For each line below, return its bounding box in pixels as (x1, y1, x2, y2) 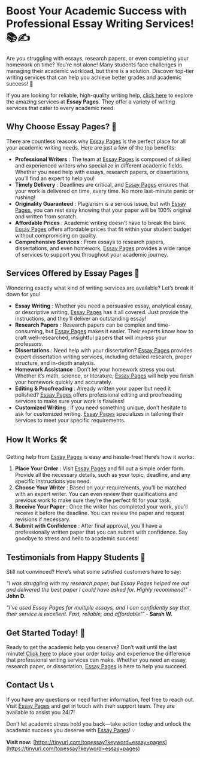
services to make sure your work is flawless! (14, 397, 125, 404)
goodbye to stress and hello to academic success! (14, 535, 140, 542)
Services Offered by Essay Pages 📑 (6, 268, 140, 279)
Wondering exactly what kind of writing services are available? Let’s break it (6, 284, 193, 291)
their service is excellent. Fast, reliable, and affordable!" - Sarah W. (6, 610, 172, 617)
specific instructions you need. (14, 477, 92, 485)
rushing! (14, 193, 36, 201)
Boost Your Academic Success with (6, 4, 187, 18)
